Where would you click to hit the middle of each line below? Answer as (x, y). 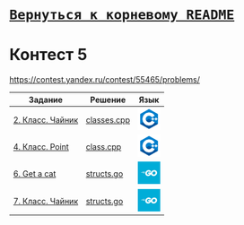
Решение (108, 100)
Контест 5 (48, 55)
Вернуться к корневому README (122, 15)
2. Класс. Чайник (46, 119)
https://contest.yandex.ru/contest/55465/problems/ (105, 80)
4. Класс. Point (41, 147)
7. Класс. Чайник (46, 201)
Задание (45, 100)
